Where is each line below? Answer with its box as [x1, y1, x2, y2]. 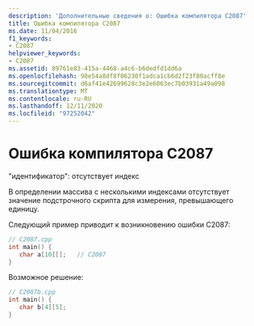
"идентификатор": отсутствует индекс [8, 171, 139, 180]
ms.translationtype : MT [8, 87, 89, 95]
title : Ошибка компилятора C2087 [8, 19, 121, 28]
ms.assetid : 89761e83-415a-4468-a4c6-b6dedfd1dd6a [8, 65, 182, 73]
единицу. [8, 204, 40, 214]
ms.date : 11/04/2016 [8, 27, 78, 35]
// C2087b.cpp [8, 288, 56, 296]
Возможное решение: [8, 273, 84, 282]
